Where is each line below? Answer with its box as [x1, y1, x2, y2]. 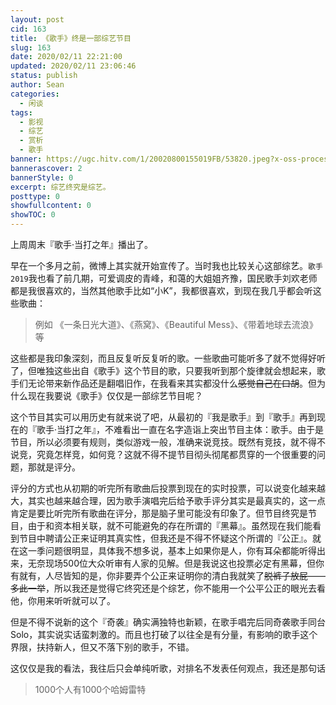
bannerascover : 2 [10, 163, 83, 173]
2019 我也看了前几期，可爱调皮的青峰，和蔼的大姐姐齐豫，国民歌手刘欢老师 [10, 272, 318, 284]
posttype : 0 [10, 191, 60, 201]
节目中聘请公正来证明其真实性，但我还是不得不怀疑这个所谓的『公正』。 [18, 532, 313, 544]
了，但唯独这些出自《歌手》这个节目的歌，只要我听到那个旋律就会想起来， [10, 365, 317, 376]
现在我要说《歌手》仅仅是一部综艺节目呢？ [27, 390, 203, 401]
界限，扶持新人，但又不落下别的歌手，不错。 [10, 641, 195, 653]
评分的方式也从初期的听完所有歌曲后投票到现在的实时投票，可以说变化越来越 [10, 482, 326, 494]
